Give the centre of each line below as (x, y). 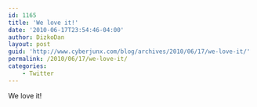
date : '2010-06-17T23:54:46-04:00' (66, 30)
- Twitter (38, 73)
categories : (27, 66)
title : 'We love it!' (43, 23)
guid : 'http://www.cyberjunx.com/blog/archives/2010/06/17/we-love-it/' (129, 52)
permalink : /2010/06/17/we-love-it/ (68, 59)
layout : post (29, 45)
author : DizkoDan (36, 37)
